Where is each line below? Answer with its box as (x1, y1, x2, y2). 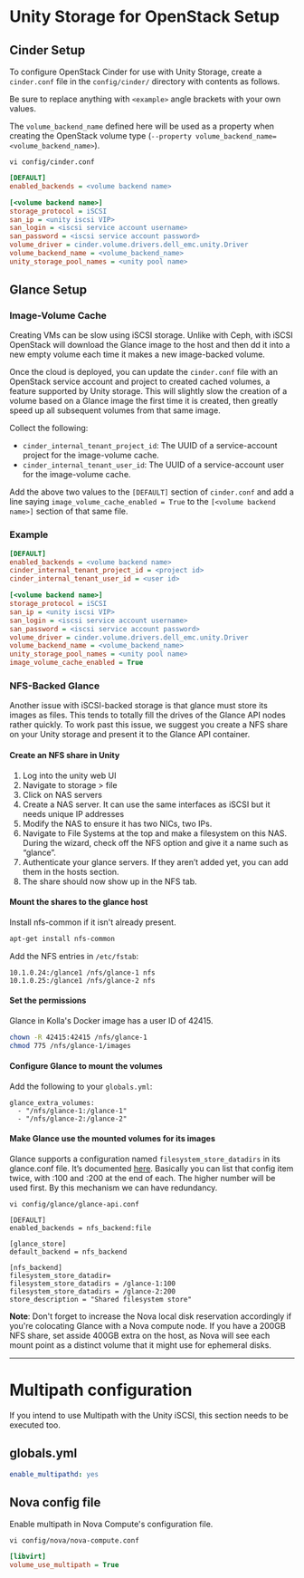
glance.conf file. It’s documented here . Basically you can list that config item (9, 1163, 294, 1174)
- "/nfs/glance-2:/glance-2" (17, 1114, 128, 1123)
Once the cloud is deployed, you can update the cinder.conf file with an (9, 367, 279, 378)
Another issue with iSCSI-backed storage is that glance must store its (9, 700, 269, 711)
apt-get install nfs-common (9, 934, 116, 943)
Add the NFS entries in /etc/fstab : (9, 950, 138, 961)
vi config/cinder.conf (9, 158, 95, 167)
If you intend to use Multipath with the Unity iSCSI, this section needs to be (9, 1410, 289, 1420)
